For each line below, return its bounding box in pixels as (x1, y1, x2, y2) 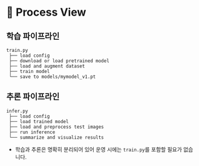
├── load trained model (8, 118, 69, 124)
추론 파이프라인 (6, 92, 60, 102)
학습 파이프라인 (6, 31, 60, 41)
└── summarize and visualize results (8, 134, 104, 141)
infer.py (6, 108, 28, 114)
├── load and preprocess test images (8, 124, 104, 130)
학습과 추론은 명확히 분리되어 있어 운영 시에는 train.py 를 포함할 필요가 (15, 145, 183, 153)
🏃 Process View (6, 5, 86, 19)
